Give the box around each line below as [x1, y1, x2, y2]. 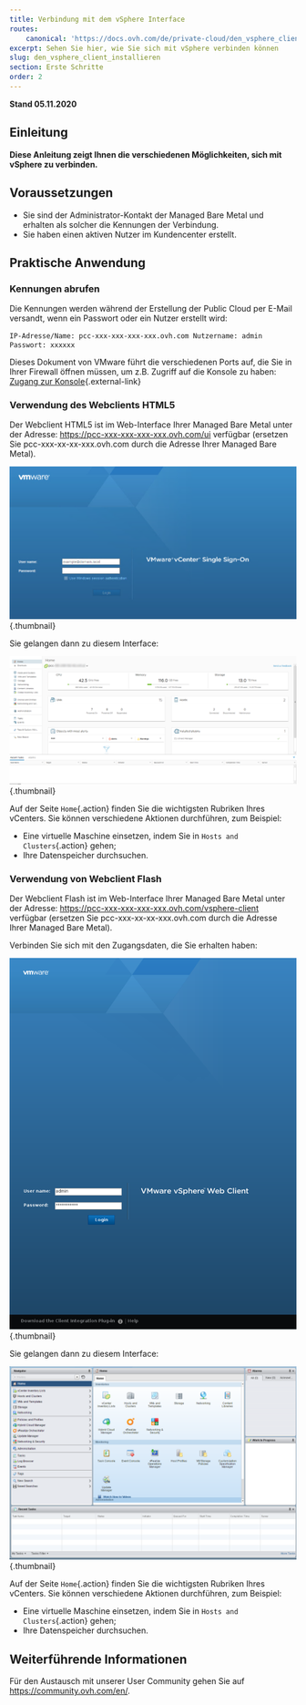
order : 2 [9, 73, 43, 82]
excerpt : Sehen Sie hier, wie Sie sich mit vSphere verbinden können [9, 44, 280, 53]
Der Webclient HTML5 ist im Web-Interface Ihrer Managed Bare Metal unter [9, 419, 293, 430]
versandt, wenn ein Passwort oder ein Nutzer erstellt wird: [9, 313, 228, 324]
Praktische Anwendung [9, 255, 146, 271]
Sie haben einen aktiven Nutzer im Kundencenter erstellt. [22, 229, 237, 240]
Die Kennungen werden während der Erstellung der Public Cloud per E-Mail [9, 303, 293, 314]
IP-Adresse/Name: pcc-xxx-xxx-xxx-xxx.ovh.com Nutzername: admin [9, 332, 262, 341]
